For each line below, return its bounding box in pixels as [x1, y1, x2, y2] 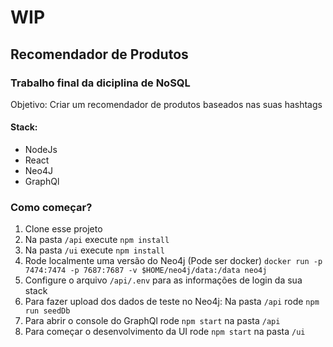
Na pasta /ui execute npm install [24, 244, 165, 256]
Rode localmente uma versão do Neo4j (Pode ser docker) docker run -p [24, 255, 323, 267]
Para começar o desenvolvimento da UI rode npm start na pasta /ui [24, 326, 306, 338]
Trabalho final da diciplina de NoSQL [10, 76, 191, 90]
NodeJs [24, 144, 58, 156]
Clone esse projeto [24, 223, 103, 235]
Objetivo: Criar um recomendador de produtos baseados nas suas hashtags [10, 98, 323, 110]
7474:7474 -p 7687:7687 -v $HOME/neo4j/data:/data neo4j [24, 266, 268, 276]
